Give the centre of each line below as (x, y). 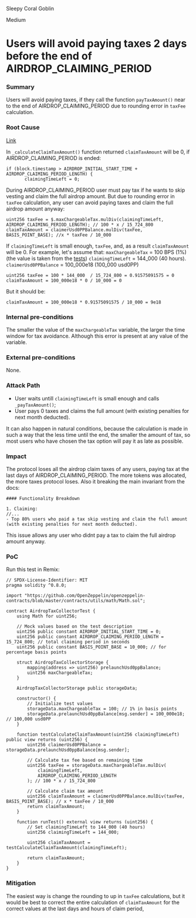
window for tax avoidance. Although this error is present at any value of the (97, 336)
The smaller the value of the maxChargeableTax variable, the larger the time (96, 330)
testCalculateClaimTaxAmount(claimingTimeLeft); (67, 848)
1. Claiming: (22, 509)
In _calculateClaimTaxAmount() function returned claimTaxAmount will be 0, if (98, 152)
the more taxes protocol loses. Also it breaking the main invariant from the (95, 481)
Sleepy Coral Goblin (30, 9)
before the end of (49, 56)
